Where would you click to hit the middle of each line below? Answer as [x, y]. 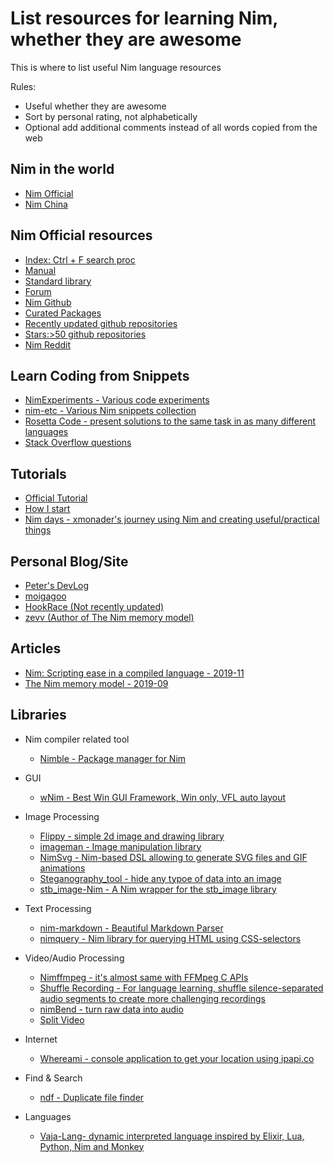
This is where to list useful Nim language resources [116, 67]
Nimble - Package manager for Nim [113, 758]
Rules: [23, 86]
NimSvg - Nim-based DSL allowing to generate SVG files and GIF [173, 857]
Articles [36, 648]
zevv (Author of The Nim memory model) [109, 617]
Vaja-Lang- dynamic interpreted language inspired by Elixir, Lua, [172, 1136]
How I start [47, 509]
